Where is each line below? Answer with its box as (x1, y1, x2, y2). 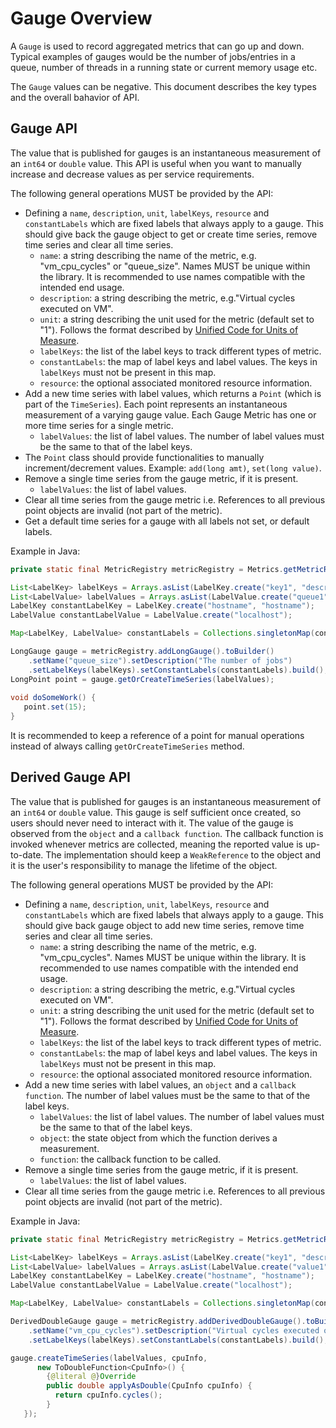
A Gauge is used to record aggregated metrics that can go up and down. (10, 40, 305, 52)
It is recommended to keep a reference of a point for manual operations (10, 730, 305, 741)
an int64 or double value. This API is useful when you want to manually (10, 157, 302, 169)
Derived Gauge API (10, 769, 131, 786)
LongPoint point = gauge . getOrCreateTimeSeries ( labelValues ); (10, 674, 275, 684)
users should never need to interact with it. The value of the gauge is (10, 817, 294, 829)
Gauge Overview (10, 7, 153, 30)
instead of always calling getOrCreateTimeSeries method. (10, 740, 245, 752)
